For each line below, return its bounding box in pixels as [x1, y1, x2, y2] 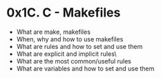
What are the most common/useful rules [16, 57, 132, 65]
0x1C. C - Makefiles [6, 5, 121, 21]
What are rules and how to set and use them [16, 42, 143, 50]
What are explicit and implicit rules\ [16, 50, 117, 58]
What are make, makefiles [16, 28, 91, 36]
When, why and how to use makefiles [16, 35, 124, 43]
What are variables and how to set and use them [16, 64, 155, 72]
